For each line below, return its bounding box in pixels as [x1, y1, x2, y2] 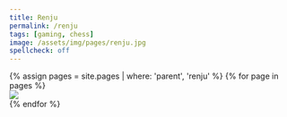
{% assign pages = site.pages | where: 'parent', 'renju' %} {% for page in [9, 71, 279, 81]
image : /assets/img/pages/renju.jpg [9, 38, 146, 47]
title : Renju [9, 13, 58, 22]
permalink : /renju [9, 21, 78, 30]
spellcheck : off [9, 46, 70, 55]
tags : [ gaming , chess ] [9, 29, 94, 38]
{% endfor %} [9, 99, 61, 110]
